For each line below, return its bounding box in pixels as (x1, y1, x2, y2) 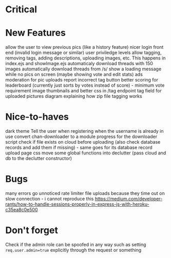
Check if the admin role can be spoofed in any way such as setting (5, 241, 146, 247)
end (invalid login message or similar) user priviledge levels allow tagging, (5, 50, 162, 56)
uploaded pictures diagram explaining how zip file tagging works (5, 93, 142, 100)
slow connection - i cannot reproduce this (5, 196, 94, 202)
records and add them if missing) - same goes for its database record (5, 145, 153, 151)
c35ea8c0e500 (5, 207, 38, 212)
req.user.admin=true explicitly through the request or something (5, 247, 142, 253)
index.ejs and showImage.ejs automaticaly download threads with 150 (5, 61, 153, 67)
